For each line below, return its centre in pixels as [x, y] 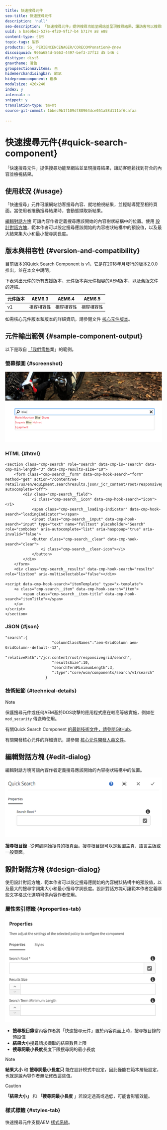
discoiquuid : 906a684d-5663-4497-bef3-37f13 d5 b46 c [62, 52]
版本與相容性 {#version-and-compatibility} [73, 251]
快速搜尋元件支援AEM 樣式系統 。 [39, 1122]
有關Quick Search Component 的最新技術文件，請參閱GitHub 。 [70, 729]
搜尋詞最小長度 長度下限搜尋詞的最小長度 [54, 1049]
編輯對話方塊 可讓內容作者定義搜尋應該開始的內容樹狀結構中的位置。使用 [80, 221]
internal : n [17, 95]
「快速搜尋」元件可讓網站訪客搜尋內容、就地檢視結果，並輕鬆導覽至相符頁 [81, 204]
